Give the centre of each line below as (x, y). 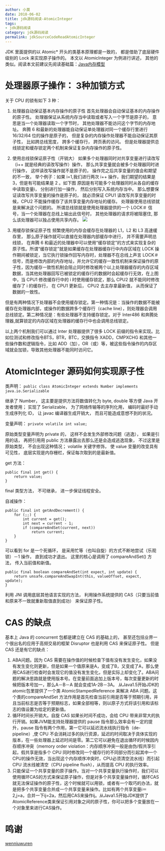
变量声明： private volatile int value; (46, 424)
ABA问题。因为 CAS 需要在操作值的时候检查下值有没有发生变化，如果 (82, 660)
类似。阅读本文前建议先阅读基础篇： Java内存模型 (55, 64)
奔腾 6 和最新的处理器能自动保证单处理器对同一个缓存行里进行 (85, 129)
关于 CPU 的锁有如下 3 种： (33, 100)
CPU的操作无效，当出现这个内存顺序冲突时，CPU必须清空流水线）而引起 (86, 758)
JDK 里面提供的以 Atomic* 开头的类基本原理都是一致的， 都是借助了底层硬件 (82, 52)
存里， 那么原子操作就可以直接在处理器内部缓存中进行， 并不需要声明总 (84, 236)
